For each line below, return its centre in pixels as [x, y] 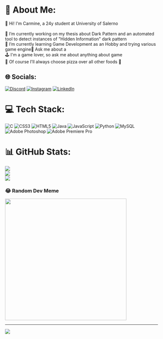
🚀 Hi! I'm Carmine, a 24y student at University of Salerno [62, 23]
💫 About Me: [31, 10]
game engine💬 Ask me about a [36, 49]
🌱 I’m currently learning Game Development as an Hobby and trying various [81, 44]
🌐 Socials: [21, 77]
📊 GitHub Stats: [38, 152]
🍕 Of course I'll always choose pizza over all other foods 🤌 [63, 62]
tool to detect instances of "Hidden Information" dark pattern [66, 39]
